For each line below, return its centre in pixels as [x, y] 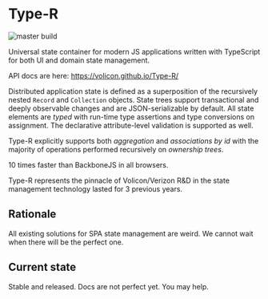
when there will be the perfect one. [66, 242]
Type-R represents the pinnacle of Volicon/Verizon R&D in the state [119, 180]
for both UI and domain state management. [79, 60]
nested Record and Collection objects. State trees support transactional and [134, 99]
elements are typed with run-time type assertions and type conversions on [131, 116]
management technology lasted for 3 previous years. [95, 188]
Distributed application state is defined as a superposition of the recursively [133, 91]
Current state [42, 267]
